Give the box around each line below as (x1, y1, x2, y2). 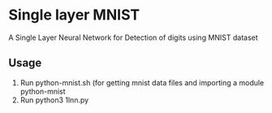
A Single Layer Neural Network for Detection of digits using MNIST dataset (8, 33, 258, 42)
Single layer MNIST (8, 6, 140, 24)
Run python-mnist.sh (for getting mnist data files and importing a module (19, 77, 265, 87)
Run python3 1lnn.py (19, 95, 89, 105)
